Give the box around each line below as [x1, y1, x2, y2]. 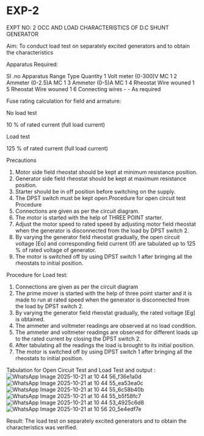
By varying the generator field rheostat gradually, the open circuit [15, 233, 180, 240]
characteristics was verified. [6, 423, 78, 431]
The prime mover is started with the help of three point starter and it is [15, 289, 192, 297]
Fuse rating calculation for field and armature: [6, 97, 122, 105]
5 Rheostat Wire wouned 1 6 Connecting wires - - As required [6, 85, 161, 92]
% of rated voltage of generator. [15, 246, 97, 254]
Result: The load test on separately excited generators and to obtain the [6, 417, 187, 424]
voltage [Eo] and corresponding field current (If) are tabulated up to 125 [15, 240, 195, 247]
